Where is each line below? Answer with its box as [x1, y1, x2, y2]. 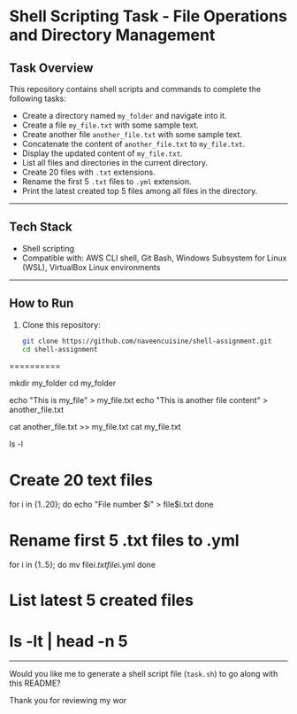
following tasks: [9, 93, 66, 104]
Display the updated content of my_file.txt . [21, 148, 183, 159]
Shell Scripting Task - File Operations [9, 6, 287, 27]
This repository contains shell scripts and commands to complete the [9, 84, 262, 94]
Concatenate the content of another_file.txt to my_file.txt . [21, 139, 246, 149]
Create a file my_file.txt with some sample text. [21, 120, 199, 130]
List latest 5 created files [9, 591, 194, 610]
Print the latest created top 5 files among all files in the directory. [21, 186, 258, 196]
